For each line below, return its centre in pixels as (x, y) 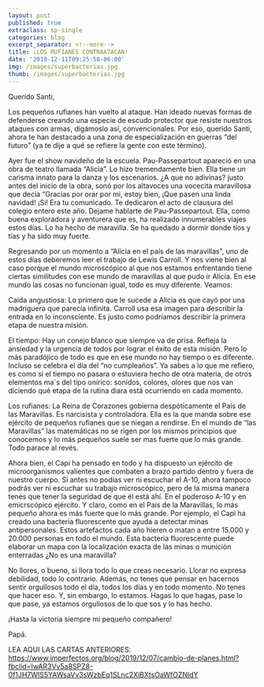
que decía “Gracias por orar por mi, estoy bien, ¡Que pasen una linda (119, 194)
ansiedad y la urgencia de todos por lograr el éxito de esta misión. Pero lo (128, 348)
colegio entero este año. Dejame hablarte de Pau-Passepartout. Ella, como (129, 210)
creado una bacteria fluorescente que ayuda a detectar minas (108, 522)
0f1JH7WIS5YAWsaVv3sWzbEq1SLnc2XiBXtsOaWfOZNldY (103, 674)
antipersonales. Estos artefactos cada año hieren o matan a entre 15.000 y (129, 529)
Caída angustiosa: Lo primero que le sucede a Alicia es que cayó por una (127, 299)
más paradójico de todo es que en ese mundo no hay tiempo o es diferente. (131, 357)
